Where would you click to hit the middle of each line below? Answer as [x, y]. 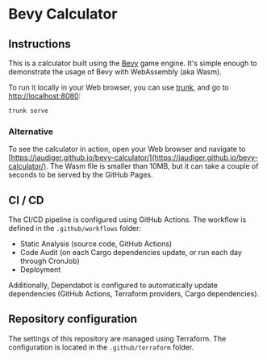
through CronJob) [50, 261]
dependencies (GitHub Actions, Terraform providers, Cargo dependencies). [134, 293]
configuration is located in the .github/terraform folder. [101, 347]
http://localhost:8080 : [45, 96]
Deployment [40, 269]
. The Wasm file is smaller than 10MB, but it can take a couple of [152, 166]
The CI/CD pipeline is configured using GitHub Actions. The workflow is [127, 220]
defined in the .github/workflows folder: [75, 228]
